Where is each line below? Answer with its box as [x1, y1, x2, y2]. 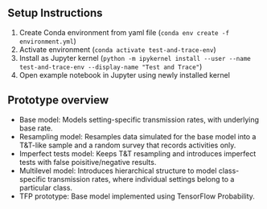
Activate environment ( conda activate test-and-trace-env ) [18, 44, 216, 54]
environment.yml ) [18, 36, 77, 46]
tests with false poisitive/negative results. [18, 157, 157, 167]
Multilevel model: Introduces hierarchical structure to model [18, 166, 217, 175]
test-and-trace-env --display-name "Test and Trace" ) [18, 62, 203, 71]
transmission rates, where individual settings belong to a [47, 174, 235, 183]
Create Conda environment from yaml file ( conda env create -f [18, 27, 230, 37]
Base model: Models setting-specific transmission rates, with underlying [18, 115, 259, 124]
